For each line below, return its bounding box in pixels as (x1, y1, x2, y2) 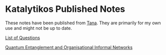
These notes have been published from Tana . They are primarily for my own (5, 20, 161, 26)
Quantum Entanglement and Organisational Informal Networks (5, 44, 133, 50)
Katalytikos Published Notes (5, 3, 126, 15)
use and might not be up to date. (5, 25, 72, 31)
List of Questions (5, 35, 40, 41)
